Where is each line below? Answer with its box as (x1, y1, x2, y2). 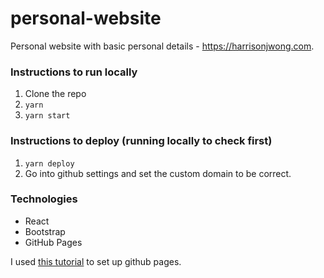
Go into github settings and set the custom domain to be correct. (24, 167, 292, 179)
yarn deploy (24, 158, 75, 169)
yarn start (24, 111, 71, 121)
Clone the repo (24, 88, 87, 100)
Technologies (10, 192, 78, 206)
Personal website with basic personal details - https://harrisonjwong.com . (10, 40, 315, 52)
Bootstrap (24, 225, 66, 237)
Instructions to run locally (10, 65, 138, 79)
